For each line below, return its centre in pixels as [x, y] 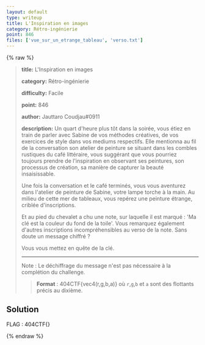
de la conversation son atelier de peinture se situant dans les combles [109, 148]
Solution [23, 309]
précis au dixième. [59, 290]
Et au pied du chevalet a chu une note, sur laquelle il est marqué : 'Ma [109, 217]
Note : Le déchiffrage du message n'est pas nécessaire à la [96, 265]
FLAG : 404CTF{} [28, 324]
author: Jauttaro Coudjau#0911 [60, 117]
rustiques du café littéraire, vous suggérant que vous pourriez [99, 154]
